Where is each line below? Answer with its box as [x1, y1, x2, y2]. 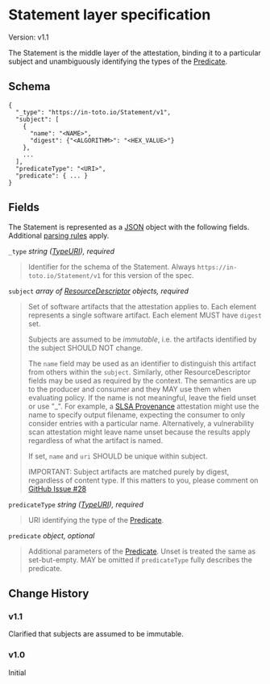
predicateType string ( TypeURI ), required [8, 500, 143, 509]
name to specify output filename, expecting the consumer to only [27, 409, 246, 420]
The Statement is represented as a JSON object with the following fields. [8, 222, 250, 231]
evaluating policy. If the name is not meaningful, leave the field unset [27, 392, 256, 402]
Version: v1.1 [8, 32, 49, 42]
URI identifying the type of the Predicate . [27, 515, 164, 524]
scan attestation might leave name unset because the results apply [27, 427, 251, 437]
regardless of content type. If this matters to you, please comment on [27, 475, 259, 485]
